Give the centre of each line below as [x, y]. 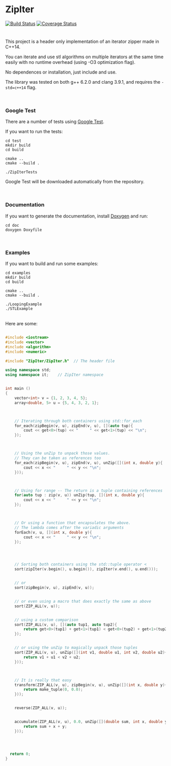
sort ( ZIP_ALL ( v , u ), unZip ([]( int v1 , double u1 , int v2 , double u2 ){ [91, 653]
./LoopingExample [24, 304]
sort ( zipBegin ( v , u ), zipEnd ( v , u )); [54, 588]
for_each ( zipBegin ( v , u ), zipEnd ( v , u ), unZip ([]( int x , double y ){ [89, 463]
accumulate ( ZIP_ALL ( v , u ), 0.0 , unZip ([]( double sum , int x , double [89, 722]
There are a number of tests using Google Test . [55, 122]
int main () [18, 389]
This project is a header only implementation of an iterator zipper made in [82, 41]
